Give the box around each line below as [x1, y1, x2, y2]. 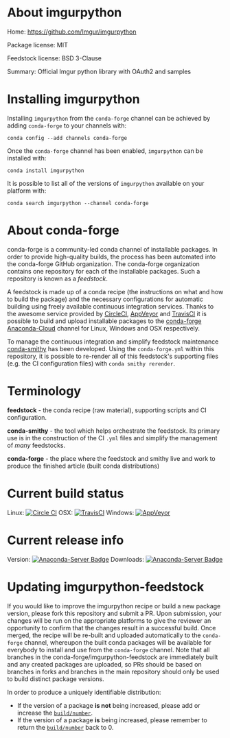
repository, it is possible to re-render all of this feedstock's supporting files [7, 352, 218, 360]
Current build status [7, 486, 124, 501]
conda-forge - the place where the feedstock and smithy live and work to [7, 454, 216, 462]
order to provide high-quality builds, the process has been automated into [7, 252, 216, 261]
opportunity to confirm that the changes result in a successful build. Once [7, 623, 216, 632]
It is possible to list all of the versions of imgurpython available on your [7, 179, 205, 187]
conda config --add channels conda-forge [7, 134, 128, 141]
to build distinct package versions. [7, 674, 104, 683]
